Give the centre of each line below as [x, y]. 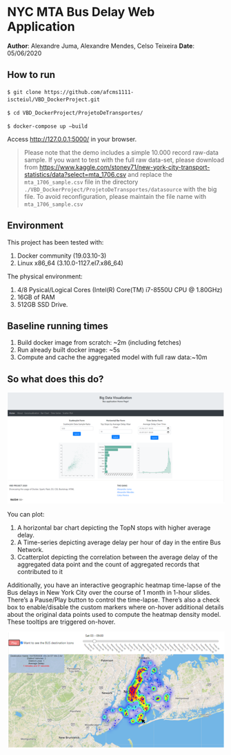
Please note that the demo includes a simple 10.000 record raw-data [121, 152]
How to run [31, 75]
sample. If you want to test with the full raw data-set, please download [124, 160]
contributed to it [40, 572]
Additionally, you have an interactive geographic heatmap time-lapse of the [114, 585]
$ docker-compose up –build [48, 126]
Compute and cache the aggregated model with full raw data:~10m [112, 357]
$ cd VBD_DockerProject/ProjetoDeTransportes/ [75, 113]
